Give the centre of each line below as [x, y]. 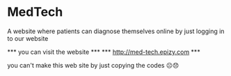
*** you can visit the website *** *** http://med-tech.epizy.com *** [104, 52]
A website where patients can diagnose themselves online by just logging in [116, 31]
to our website [28, 38]
